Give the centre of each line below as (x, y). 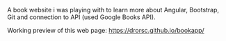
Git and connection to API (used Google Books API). (81, 17)
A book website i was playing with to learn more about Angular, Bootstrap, (113, 10)
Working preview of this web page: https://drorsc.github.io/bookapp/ (106, 30)
